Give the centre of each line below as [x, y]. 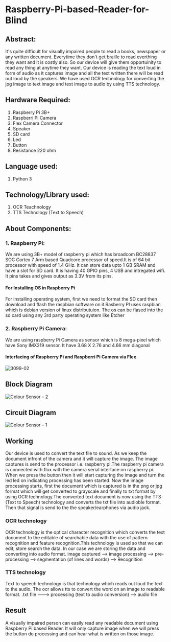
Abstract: [21, 39]
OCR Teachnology [32, 207]
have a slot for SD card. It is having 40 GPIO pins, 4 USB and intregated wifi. [86, 271]
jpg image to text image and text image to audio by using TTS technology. [83, 84]
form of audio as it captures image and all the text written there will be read [84, 73]
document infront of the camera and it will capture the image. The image [82, 459]
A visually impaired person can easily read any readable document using [82, 623]
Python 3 [22, 179]
